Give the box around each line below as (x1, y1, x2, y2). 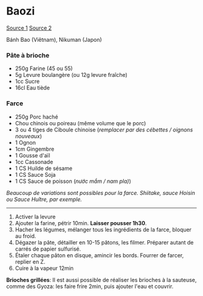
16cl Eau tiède (14, 84, 50, 91)
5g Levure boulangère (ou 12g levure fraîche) (14, 71, 128, 79)
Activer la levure (14, 213, 56, 220)
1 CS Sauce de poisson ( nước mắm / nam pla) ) (14, 177, 131, 185)
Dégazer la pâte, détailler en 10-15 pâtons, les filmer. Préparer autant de (14, 238, 194, 246)
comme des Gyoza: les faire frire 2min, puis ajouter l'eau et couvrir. (6, 283, 174, 290)
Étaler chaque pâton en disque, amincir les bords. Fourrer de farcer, (14, 251, 184, 258)
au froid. (14, 232, 36, 240)
